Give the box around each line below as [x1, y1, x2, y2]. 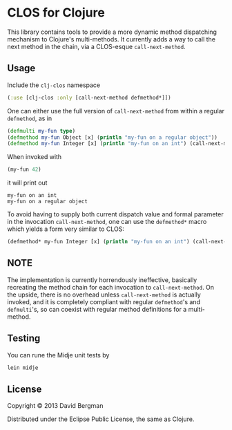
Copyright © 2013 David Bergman [7, 402, 104, 410]
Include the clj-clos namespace [7, 81, 101, 89]
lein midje [7, 364, 39, 371]
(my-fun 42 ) [7, 166, 41, 174]
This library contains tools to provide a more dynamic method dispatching [7, 28, 217, 36]
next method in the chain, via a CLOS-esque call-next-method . [7, 42, 186, 50]
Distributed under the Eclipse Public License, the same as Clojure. [7, 415, 195, 423]
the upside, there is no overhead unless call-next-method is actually [7, 290, 202, 299]
